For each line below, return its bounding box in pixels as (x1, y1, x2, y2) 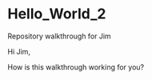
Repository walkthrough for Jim (7, 31, 111, 41)
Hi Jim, (7, 46, 31, 56)
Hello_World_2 (7, 5, 106, 23)
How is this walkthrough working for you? (7, 62, 145, 72)
